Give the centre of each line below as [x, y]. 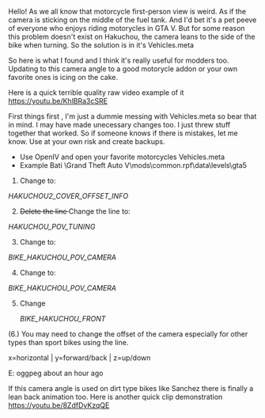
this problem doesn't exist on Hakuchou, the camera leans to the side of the [132, 36]
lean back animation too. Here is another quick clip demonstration [115, 397]
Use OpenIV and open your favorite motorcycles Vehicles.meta [122, 157]
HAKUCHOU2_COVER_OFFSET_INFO [68, 196]
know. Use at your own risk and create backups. [87, 141]
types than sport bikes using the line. [68, 342]
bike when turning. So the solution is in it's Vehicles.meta [101, 45]
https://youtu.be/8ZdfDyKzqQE [59, 405]
